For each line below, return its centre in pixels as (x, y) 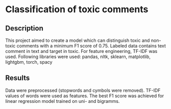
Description (24, 28)
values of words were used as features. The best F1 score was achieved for (85, 96)
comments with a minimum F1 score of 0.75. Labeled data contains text (91, 46)
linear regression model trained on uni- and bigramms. (63, 101)
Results (18, 78)
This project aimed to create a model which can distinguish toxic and (78, 40)
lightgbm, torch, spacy (29, 62)
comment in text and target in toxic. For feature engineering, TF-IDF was (81, 51)
